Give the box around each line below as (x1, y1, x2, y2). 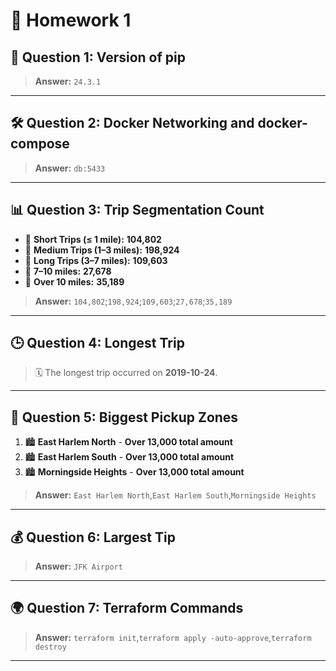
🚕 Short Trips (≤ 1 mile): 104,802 (24, 233, 162, 245)
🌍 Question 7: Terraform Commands (10, 600, 244, 617)
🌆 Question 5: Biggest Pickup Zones (10, 409, 239, 426)
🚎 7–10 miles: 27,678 (24, 265, 112, 277)
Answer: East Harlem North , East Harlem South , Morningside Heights (34, 489, 317, 501)
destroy (34, 642, 67, 652)
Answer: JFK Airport (34, 560, 123, 573)
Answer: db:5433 (34, 162, 106, 174)
